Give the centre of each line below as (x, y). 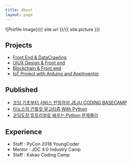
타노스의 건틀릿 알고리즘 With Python (50, 109)
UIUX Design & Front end (39, 63)
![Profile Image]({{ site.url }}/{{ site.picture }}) (53, 29)
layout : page (19, 15)
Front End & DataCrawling (40, 58)
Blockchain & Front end (37, 68)
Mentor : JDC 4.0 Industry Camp (47, 149)
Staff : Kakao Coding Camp (41, 155)
